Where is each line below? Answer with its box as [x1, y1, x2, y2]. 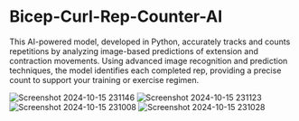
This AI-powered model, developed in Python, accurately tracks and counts [9, 36, 291, 47]
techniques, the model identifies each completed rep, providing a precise [9, 65, 282, 76]
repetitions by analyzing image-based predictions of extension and [9, 45, 259, 56]
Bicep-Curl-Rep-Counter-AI [9, 6, 223, 27]
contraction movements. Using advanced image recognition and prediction [9, 55, 288, 66]
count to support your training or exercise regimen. [9, 74, 200, 85]
